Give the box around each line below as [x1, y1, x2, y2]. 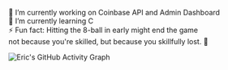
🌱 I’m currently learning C [8, 16, 94, 26]
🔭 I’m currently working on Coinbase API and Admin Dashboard [8, 8, 221, 17]
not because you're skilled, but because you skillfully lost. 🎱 [8, 37, 209, 46]
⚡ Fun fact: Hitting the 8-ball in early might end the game [8, 25, 199, 35]
